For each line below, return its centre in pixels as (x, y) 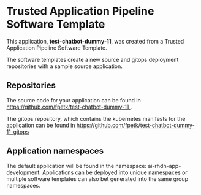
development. (24, 172)
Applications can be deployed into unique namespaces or (115, 172)
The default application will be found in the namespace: (77, 166)
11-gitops (18, 132)
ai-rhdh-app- (165, 166)
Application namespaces (55, 151)
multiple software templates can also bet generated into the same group (97, 178)
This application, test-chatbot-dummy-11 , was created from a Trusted (95, 41)
